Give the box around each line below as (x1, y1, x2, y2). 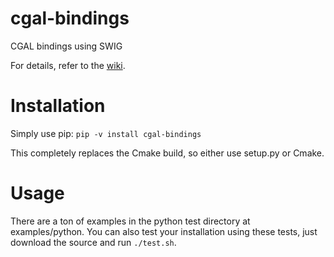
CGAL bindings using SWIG (10, 40, 123, 52)
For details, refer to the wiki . (10, 59, 126, 71)
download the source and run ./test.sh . (10, 236, 177, 248)
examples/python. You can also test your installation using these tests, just (10, 225, 318, 237)
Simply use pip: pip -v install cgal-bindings (10, 127, 202, 139)
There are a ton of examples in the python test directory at (10, 215, 251, 227)
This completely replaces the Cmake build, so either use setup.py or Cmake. (10, 147, 325, 159)
